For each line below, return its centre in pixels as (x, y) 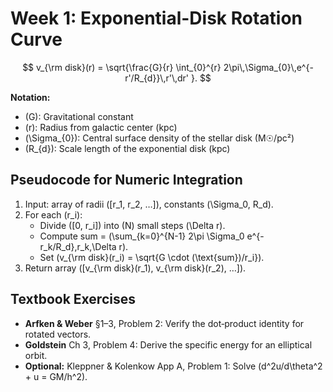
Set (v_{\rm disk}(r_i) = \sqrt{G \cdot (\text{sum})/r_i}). (152, 257)
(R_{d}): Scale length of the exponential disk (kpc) (127, 148)
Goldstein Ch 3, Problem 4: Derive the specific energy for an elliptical (168, 344)
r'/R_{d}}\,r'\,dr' (157, 78)
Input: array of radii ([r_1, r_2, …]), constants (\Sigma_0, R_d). (149, 204)
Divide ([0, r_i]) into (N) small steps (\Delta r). (132, 225)
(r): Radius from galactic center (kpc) (101, 127)
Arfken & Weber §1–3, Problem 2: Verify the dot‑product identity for (164, 323)
